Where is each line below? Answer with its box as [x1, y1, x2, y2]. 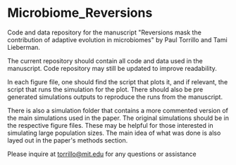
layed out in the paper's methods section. [7, 136, 128, 145]
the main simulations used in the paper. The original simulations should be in [7, 114, 229, 122]
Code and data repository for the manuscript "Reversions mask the [7, 28, 202, 37]
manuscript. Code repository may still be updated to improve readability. [7, 64, 217, 72]
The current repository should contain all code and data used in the [7, 56, 203, 65]
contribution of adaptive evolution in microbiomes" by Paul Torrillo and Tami [7, 35, 228, 44]
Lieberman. [7, 43, 41, 51]
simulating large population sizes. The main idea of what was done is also [7, 128, 221, 137]
